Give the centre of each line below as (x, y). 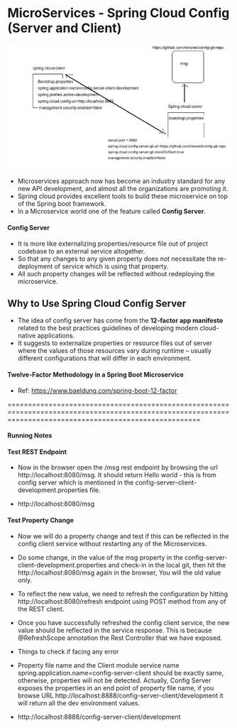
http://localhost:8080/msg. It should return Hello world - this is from (117, 475)
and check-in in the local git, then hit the (167, 565)
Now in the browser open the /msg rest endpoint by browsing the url (118, 467)
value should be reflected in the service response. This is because (115, 630)
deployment (35, 266)
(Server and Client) (65, 28)
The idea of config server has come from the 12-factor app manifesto (120, 320)
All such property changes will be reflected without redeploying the (116, 273)
